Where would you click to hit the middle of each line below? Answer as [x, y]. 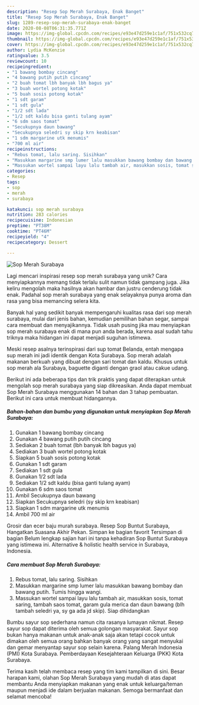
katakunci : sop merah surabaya [45, 209]
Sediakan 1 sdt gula [39, 470]
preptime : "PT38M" [29, 226]
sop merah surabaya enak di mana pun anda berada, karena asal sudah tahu [100, 331]
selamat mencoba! [29, 697]
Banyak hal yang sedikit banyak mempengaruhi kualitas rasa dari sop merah [99, 312]
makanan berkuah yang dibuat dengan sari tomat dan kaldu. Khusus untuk [97, 361]
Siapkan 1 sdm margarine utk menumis [62, 508]
